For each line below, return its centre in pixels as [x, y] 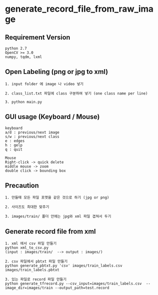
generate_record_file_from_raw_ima [79, 9]
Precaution [22, 186]
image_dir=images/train [29, 288]
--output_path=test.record [82, 288]
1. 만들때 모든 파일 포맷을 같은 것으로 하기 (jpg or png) [57, 198]
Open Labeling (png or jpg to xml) [56, 72]
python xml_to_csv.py [27, 248]
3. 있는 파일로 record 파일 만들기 [36, 279]
